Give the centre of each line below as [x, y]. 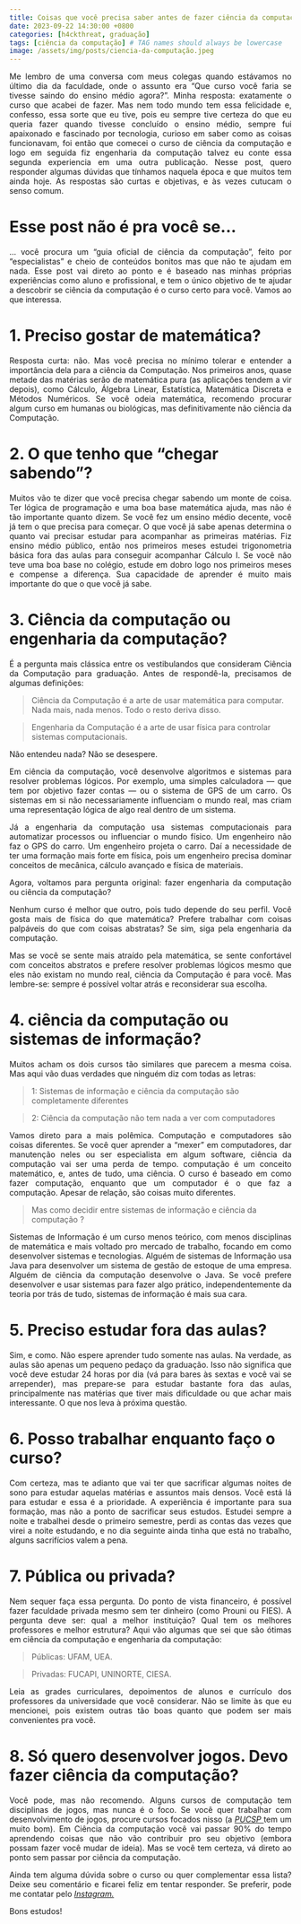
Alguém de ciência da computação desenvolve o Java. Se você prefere [150, 1275]
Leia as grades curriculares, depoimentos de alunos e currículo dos [150, 1691]
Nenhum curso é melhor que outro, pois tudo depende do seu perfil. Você [150, 909]
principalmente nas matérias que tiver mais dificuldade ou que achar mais [150, 1393]
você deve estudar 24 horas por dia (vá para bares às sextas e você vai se [150, 1374]
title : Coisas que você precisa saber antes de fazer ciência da [133, 17]
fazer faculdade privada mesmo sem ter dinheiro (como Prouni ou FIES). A [150, 1610]
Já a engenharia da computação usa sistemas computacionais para [150, 827]
